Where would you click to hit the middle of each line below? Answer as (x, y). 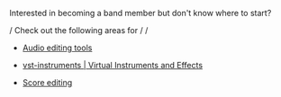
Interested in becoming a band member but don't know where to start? (140, 13)
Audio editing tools (57, 48)
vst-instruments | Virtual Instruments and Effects (113, 65)
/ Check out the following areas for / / (79, 30)
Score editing (47, 83)
